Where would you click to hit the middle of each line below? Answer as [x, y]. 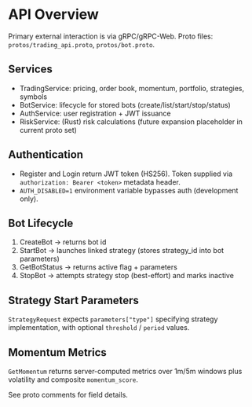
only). [29, 199]
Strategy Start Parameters [74, 300]
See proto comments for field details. [68, 395]
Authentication [46, 155]
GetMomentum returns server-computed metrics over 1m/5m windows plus [125, 371]
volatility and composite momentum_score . [73, 379]
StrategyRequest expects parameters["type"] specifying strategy [113, 319]
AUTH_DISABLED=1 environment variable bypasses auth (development [129, 190]
